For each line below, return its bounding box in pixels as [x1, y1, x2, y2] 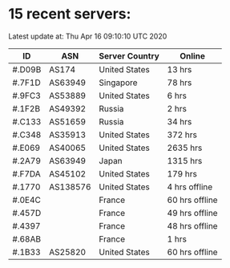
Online [180, 50, 206, 61]
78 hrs [167, 77, 192, 88]
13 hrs [167, 63, 192, 75]
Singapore [99, 77, 138, 88]
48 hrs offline [167, 220, 218, 231]
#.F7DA [12, 168, 42, 179]
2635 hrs [167, 142, 203, 153]
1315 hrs [167, 155, 203, 166]
